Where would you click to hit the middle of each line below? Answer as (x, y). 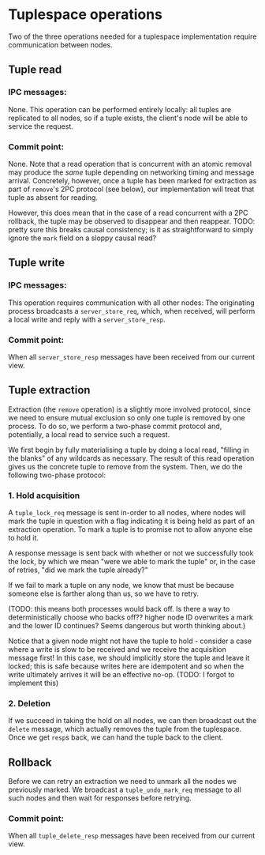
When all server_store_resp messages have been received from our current (132, 356)
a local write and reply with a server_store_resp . (87, 319)
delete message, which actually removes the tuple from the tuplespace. (125, 729)
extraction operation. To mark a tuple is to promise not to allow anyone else (131, 529)
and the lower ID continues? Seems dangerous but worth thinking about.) (127, 626)
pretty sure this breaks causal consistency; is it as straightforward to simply (131, 229)
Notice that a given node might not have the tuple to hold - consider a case (130, 641)
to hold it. (24, 538)
